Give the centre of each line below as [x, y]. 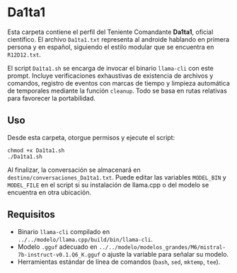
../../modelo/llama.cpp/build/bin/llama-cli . [85, 239]
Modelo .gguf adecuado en [57, 246]
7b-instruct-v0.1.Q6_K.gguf [59, 255]
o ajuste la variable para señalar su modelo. [165, 254]
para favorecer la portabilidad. [51, 98]
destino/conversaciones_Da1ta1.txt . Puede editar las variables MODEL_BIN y [117, 177]
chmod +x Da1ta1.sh [36, 150]
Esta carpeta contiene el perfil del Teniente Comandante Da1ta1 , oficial [110, 32]
